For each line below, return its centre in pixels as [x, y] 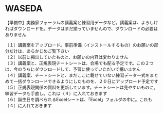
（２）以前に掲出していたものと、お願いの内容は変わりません [67, 57]
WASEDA [24, 8]
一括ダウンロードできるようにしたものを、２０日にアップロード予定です [86, 81]
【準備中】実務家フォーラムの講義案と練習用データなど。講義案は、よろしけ [81, 22]
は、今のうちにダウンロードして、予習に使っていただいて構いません [73, 69]
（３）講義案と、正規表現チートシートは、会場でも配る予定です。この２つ [80, 63]
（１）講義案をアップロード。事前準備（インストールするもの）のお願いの [80, 45]
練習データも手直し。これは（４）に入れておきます [56, 93]
